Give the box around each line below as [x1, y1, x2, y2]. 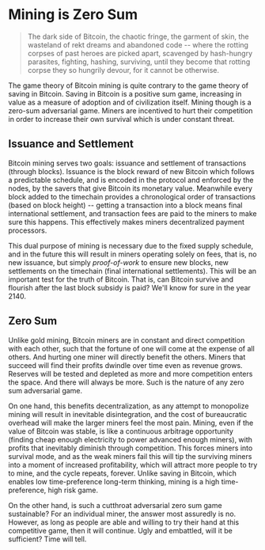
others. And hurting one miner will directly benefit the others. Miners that [8, 352, 246, 362]
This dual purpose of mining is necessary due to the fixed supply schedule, [8, 241, 254, 250]
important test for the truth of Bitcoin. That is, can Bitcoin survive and [8, 275, 234, 284]
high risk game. [47, 485, 99, 495]
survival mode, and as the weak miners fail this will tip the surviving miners [8, 451, 252, 461]
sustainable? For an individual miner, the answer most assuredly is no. [8, 509, 237, 518]
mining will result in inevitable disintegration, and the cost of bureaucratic [8, 409, 248, 419]
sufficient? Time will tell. [8, 534, 87, 544]
